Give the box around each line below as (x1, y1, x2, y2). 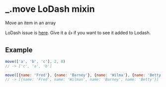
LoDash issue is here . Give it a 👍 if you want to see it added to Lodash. (5, 30, 151, 36)
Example (5, 46, 33, 54)
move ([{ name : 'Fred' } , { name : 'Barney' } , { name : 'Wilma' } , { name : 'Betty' (5, 73, 164, 78)
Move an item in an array (5, 20, 56, 26)
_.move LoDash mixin (5, 3, 95, 15)
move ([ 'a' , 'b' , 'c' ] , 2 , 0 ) (5, 59, 66, 64)
